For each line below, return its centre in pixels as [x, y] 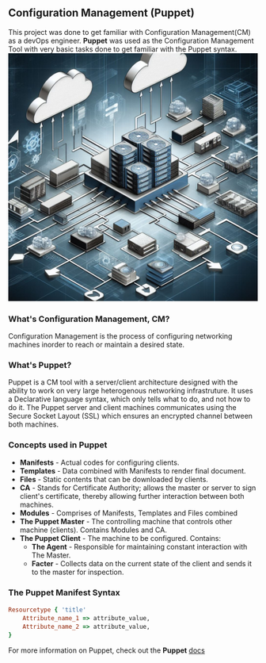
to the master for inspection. [78, 572]
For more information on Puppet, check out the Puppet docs [107, 650]
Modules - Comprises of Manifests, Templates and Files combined [129, 513]
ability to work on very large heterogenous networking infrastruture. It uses [131, 391]
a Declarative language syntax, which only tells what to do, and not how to [129, 399]
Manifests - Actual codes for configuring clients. [99, 462]
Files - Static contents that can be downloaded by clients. [114, 479]
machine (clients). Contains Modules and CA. [93, 530]
